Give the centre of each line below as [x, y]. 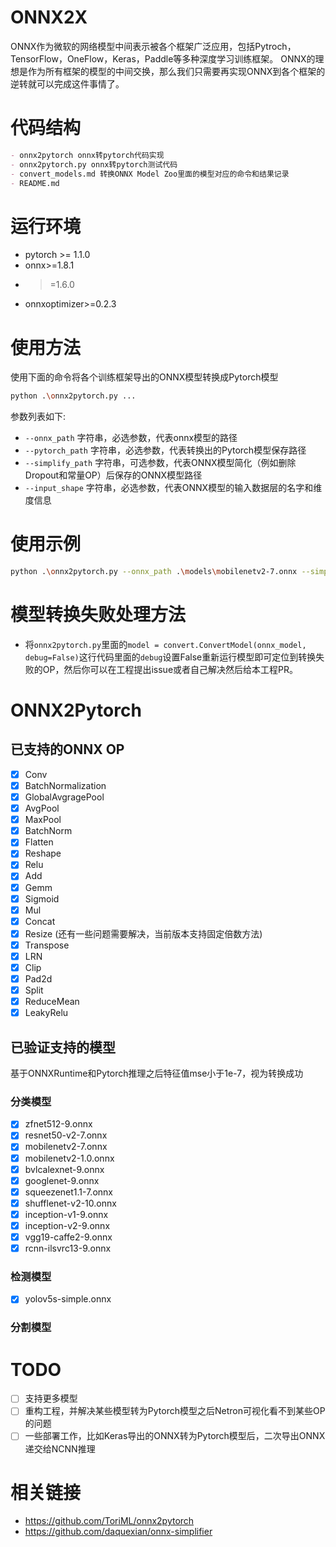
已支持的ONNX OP [67, 749]
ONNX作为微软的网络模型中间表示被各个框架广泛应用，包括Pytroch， [153, 46]
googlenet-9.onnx [62, 1180]
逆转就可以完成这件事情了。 [67, 83]
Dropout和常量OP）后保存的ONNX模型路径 [113, 475]
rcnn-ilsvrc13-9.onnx [68, 1248]
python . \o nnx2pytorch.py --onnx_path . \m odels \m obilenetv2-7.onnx [154, 572]
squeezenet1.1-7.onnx [68, 1192]
